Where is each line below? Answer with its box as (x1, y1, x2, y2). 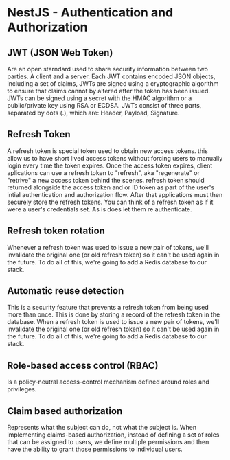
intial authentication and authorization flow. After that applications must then (7, 190, 223, 198)
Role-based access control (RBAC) (7, 359, 159, 371)
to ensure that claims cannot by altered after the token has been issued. (7, 87, 211, 95)
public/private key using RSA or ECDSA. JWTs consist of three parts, (7, 102, 202, 109)
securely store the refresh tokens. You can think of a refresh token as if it (7, 198, 214, 206)
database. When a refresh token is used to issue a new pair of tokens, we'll (7, 318, 220, 326)
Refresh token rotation (7, 225, 105, 237)
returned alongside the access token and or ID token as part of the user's (7, 183, 215, 192)
